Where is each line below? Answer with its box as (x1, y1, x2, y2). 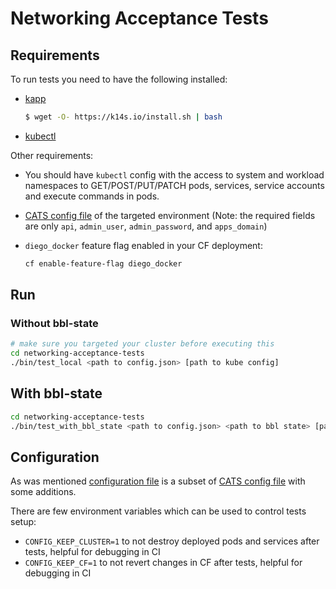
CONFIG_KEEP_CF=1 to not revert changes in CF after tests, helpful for (24, 557, 303, 569)
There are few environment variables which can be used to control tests (10, 505, 307, 517)
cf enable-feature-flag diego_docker (24, 258, 183, 269)
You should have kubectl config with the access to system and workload (24, 168, 325, 181)
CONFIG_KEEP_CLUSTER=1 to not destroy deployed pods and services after (24, 535, 320, 547)
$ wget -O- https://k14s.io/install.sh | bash (24, 112, 223, 122)
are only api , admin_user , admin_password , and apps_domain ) (24, 220, 268, 232)
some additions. (10, 486, 77, 498)
